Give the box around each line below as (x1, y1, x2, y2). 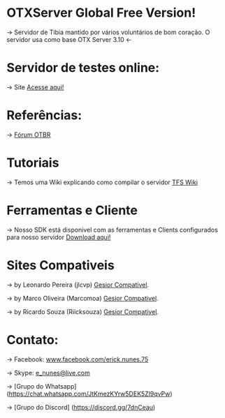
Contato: (6, 331, 59, 348)
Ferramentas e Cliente (6, 202, 138, 218)
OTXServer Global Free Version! (6, 5, 196, 21)
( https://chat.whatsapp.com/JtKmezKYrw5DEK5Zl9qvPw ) (6, 389, 173, 398)
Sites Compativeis (6, 257, 115, 273)
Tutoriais (6, 155, 59, 170)
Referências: (6, 107, 82, 124)
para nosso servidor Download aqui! (6, 232, 111, 241)
